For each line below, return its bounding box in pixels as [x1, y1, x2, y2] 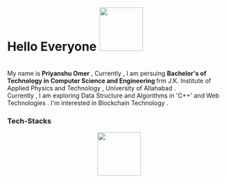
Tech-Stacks [7, 116, 52, 125]
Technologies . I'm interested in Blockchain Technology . [7, 98, 168, 107]
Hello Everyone [7, 39, 97, 55]
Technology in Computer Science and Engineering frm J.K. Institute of [7, 77, 211, 85]
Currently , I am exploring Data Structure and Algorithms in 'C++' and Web [7, 91, 220, 100]
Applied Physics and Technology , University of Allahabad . [7, 83, 176, 92]
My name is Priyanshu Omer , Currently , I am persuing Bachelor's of [7, 69, 207, 77]
